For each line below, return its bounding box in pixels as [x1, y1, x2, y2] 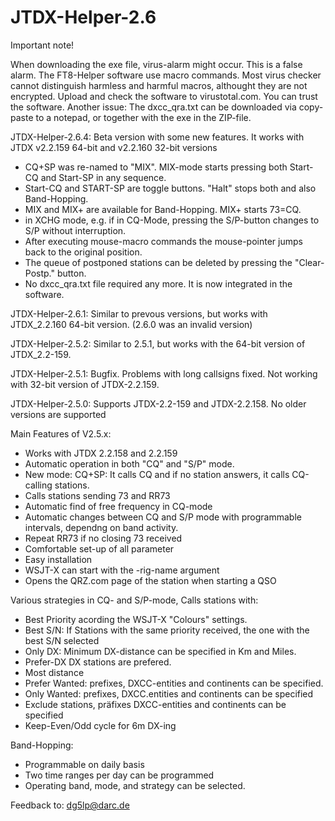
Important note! [10, 39, 75, 51]
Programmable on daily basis [24, 758, 145, 770]
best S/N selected [24, 634, 100, 646]
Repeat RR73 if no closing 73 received [24, 532, 183, 544]
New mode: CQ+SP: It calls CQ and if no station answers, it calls [24, 468, 290, 480]
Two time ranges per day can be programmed [24, 769, 215, 781]
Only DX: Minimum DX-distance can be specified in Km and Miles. [24, 645, 297, 657]
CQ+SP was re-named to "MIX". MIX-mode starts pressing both [24, 161, 288, 173]
